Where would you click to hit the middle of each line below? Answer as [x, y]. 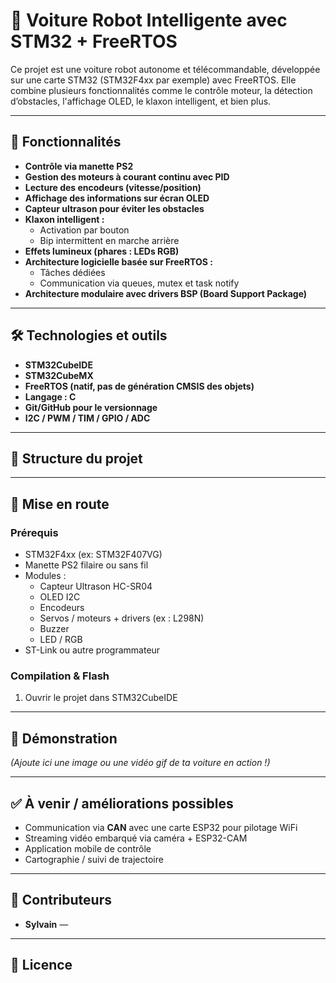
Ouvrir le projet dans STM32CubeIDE [101, 698]
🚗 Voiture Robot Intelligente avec [149, 20]
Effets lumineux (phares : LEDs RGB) [102, 251]
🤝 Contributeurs [61, 900]
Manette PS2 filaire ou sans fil [86, 565]
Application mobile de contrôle [88, 848]
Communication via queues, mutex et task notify [139, 283]
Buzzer [54, 629]
